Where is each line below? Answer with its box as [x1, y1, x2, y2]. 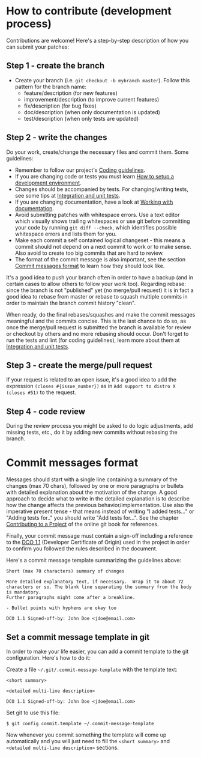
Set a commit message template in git [6, 632, 150, 642]
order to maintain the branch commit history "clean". [6, 299, 136, 306]
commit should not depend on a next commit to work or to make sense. [14, 243, 191, 250]
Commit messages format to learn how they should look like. [14, 262, 165, 269]
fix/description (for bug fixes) [23, 102, 97, 109]
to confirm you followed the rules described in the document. [6, 545, 158, 552]
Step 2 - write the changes [6, 132, 107, 142]
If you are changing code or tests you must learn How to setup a [14, 172, 174, 180]
